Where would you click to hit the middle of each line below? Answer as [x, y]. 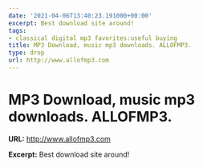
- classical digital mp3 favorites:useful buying [93, 38]
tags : [17, 30]
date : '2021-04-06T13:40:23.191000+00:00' [80, 16]
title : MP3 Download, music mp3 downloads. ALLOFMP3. [100, 46]
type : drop [26, 53]
